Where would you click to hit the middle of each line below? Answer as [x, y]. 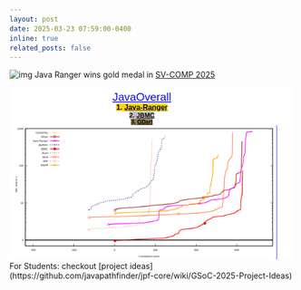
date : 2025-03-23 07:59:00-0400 [70, 29]
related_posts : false [50, 48]
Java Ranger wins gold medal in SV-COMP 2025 [125, 75]
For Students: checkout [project [69, 266]
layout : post [34, 19]
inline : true [34, 38]
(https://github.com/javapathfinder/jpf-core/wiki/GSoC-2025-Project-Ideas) [151, 275]
